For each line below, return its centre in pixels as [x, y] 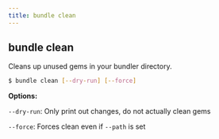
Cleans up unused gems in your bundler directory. [90, 66]
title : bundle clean [42, 15]
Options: [23, 96]
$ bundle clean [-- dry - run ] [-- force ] [72, 81]
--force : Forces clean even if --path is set [77, 126]
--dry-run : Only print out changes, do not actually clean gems [109, 111]
